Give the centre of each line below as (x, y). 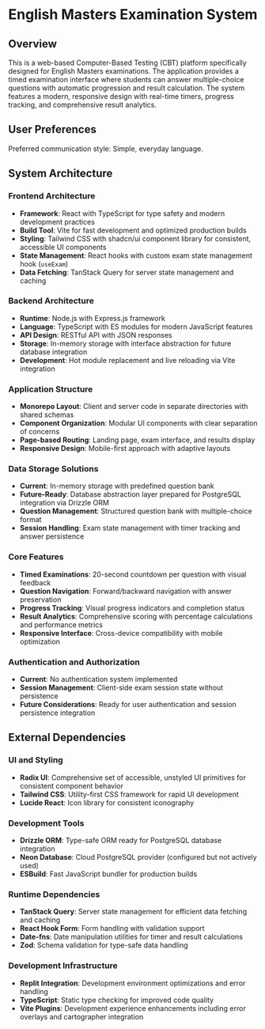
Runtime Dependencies (54, 894)
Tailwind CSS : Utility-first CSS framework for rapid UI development (129, 794)
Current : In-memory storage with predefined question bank (117, 486)
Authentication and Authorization (74, 662)
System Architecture (61, 174)
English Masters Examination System (133, 15)
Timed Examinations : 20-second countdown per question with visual (133, 574)
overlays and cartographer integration (81, 1016)
